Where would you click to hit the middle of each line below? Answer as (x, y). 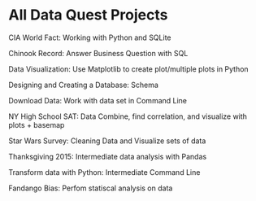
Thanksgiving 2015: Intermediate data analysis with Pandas (108, 156)
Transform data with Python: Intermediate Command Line (104, 172)
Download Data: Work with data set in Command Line (98, 100)
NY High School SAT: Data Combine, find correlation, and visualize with (128, 116)
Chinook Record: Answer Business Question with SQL (98, 53)
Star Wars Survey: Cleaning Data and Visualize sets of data (107, 141)
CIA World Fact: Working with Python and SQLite (90, 37)
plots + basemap (37, 125)
